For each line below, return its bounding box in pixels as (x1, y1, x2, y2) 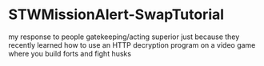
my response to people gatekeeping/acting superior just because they (8, 32, 240, 41)
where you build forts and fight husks (8, 49, 132, 58)
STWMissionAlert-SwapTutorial (8, 6, 225, 24)
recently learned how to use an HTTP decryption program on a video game (8, 40, 256, 49)
